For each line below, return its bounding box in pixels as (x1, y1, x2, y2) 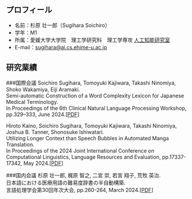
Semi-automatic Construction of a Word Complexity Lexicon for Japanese (6, 92, 184, 99)
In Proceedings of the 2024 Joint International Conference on (6, 147, 155, 154)
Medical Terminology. (6, 98, 59, 105)
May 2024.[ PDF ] (23, 160, 63, 167)
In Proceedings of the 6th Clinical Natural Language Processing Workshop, (6, 104, 187, 112)
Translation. (6, 141, 35, 148)
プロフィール (6, 5, 53, 15)
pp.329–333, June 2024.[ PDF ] (6, 110, 80, 118)
